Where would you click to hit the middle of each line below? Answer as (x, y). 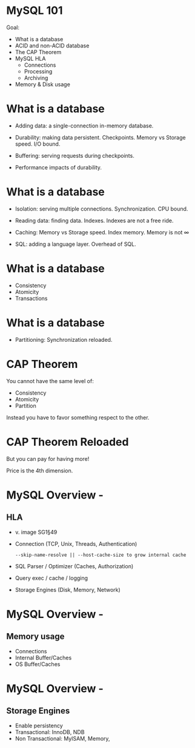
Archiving (36, 78)
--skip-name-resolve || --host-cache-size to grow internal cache (101, 555)
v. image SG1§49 (36, 532)
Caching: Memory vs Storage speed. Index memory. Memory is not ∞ (102, 232)
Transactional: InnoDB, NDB (50, 732)
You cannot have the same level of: (50, 381)
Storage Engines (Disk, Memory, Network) (68, 590)
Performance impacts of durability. (58, 167)
